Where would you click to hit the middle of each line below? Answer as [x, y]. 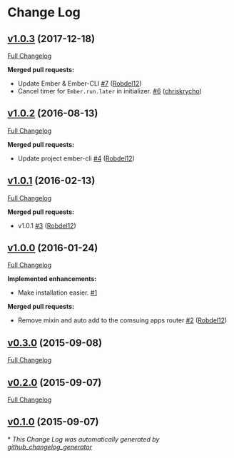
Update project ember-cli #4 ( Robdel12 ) [76, 158]
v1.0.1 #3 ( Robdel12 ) [47, 225]
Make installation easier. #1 [57, 292]
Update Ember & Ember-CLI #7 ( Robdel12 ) [80, 83]
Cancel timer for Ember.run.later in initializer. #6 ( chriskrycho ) [110, 91]
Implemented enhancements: [52, 279]
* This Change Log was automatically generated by [83, 439]
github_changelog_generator [50, 447]
